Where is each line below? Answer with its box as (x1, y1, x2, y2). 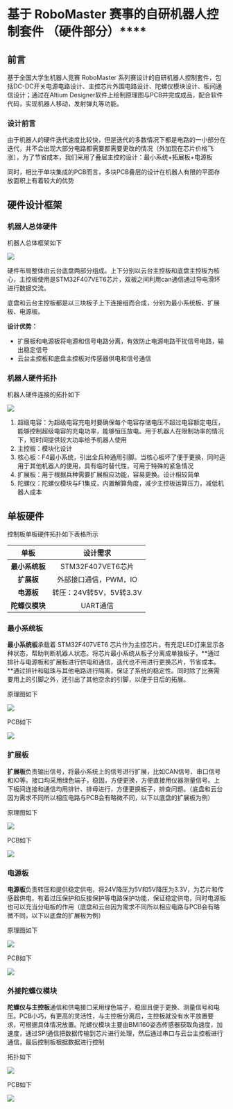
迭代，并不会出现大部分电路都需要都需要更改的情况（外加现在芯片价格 (7, 144, 208, 153)
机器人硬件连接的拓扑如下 (7, 390, 80, 399)
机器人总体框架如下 (7, 238, 62, 247)
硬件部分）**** (58, 24, 147, 40)
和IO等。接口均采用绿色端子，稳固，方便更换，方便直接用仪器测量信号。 (7, 776, 214, 784)
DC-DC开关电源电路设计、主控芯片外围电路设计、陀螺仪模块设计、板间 (12, 82, 216, 90)
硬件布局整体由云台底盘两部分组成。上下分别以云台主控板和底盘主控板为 (7, 266, 214, 275)
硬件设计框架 (7, 199, 62, 211)
